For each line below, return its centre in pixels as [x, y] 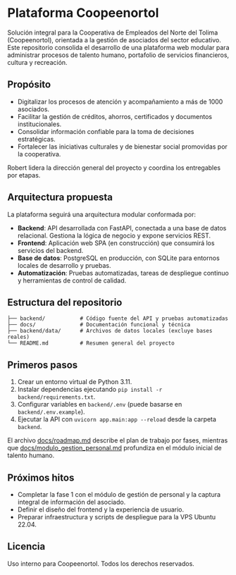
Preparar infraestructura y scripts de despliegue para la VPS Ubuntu [117, 517]
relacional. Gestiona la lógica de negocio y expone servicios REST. [114, 235]
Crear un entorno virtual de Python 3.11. [75, 382]
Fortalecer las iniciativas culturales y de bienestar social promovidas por [122, 147]
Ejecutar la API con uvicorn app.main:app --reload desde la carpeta [117, 419]
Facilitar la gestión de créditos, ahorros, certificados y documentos [115, 116]
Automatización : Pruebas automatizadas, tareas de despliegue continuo [123, 273]
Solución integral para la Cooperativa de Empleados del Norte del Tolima [113, 32]
